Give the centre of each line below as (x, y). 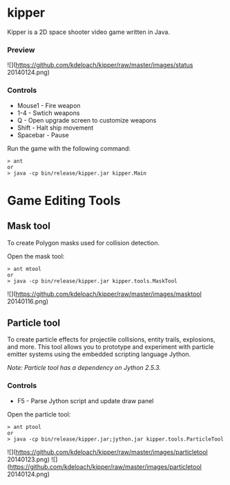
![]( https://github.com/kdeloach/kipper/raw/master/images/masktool (104, 294)
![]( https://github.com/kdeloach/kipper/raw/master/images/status (100, 65)
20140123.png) (29, 459)
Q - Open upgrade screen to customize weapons (87, 120)
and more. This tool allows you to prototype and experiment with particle (111, 347)
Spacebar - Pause (43, 135)
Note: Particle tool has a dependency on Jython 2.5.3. (84, 368)
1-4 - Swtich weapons (48, 113)
